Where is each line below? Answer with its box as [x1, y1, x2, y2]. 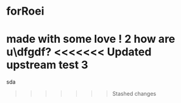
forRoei [6, 4, 44, 18]
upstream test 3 [6, 58, 88, 72]
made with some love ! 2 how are [6, 32, 176, 46]
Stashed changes [112, 90, 157, 98]
